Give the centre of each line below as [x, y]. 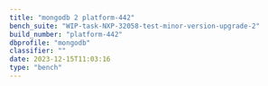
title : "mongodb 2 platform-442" [72, 17]
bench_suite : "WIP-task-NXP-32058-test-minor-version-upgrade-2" [134, 26]
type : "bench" [36, 68]
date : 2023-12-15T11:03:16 [60, 59]
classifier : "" [38, 51]
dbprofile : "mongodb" [50, 43]
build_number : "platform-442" [66, 34]
